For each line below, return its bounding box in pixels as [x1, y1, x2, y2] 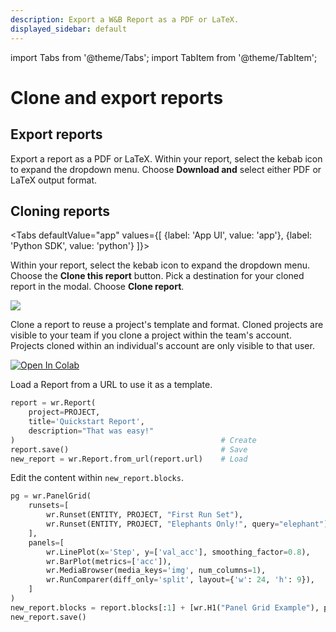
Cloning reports [10, 202, 111, 220]
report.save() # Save [10, 444, 248, 455]
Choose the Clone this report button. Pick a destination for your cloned [10, 270, 305, 282]
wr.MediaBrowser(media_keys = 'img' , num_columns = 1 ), [46, 566, 267, 576]
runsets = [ [28, 501, 70, 511]
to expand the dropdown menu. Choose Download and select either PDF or [10, 163, 322, 175]
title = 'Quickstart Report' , [28, 417, 145, 427]
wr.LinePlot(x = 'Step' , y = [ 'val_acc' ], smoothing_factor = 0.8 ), [46, 547, 311, 557]
